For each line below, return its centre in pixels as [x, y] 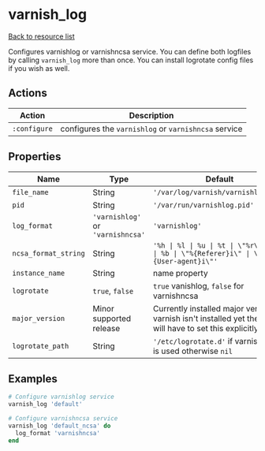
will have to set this [188, 328]
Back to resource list [41, 36]
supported [112, 319]
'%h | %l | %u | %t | [193, 245]
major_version [39, 318]
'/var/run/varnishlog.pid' [203, 205]
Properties [35, 157]
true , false [113, 291]
